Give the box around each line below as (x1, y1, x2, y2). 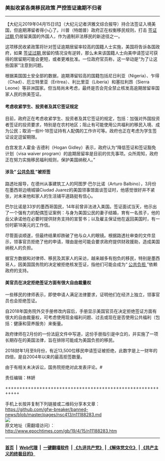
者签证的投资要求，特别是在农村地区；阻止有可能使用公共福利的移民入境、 (5, 122, 156, 128)
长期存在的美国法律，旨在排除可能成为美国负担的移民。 (5, 337, 117, 343)
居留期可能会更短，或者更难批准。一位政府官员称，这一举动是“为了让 (13, 56, 154, 62)
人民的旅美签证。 (9, 91, 44, 97)
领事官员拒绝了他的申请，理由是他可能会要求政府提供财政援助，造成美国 (13, 238, 160, 244)
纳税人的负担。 (5, 245, 35, 251)
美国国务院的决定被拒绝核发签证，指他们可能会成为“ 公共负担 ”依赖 (22, 261, 158, 267)
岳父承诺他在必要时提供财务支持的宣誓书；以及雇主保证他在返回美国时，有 (5, 216, 156, 222)
